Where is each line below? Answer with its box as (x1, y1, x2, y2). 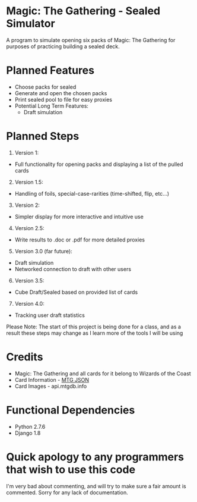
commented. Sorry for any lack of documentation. (6, 489, 129, 496)
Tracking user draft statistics (14, 311, 85, 319)
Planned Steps (6, 130, 80, 143)
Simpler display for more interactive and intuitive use (14, 213, 144, 220)
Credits (6, 350, 43, 363)
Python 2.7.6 (14, 423, 46, 430)
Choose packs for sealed (14, 83, 77, 90)
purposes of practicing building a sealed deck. (6, 43, 120, 50)
